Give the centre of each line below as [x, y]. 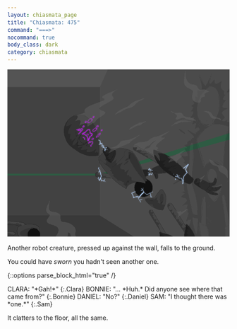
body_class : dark [33, 45]
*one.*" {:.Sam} [30, 304]
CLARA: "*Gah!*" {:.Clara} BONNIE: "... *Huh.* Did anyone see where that [115, 289]
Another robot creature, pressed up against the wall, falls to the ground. [111, 248]
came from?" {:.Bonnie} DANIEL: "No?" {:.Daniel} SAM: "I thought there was [117, 296]
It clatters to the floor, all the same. [58, 318]
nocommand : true [31, 37]
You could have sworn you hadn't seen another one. [83, 261]
